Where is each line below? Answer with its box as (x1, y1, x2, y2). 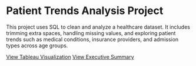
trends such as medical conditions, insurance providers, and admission (6, 36, 179, 43)
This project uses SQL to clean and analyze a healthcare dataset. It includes (6, 23, 190, 30)
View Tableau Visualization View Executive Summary (6, 53, 134, 60)
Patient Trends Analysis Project (6, 4, 164, 18)
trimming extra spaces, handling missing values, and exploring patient (6, 29, 176, 36)
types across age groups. (6, 42, 68, 49)
